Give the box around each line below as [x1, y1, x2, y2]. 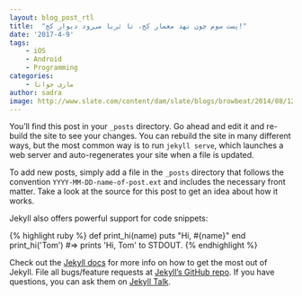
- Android [25, 55, 63, 64]
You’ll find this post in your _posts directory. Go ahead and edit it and [9, 121, 265, 132]
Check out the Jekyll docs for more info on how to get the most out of [9, 257, 268, 268]
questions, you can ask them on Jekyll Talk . [9, 276, 172, 287]
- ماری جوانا [25, 80, 75, 89]
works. [9, 196, 35, 206]
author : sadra [9, 88, 63, 97]
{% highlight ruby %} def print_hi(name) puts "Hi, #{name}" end [9, 231, 246, 241]
